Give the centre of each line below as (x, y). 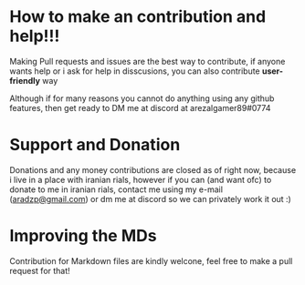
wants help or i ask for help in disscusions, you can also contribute (135, 71)
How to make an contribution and (138, 17)
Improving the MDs (83, 236)
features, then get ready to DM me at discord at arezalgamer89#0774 (140, 107)
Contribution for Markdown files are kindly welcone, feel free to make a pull (151, 260)
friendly (25, 80)
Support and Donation (95, 145)
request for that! (40, 270)
